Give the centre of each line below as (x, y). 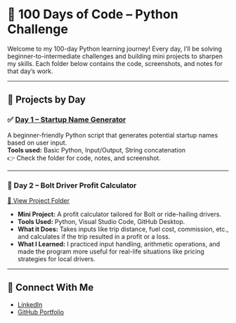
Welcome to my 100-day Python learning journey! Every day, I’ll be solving (115, 48)
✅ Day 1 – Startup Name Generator (67, 120)
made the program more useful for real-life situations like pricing (111, 251)
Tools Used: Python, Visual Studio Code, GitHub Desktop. (101, 221)
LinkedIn (30, 304)
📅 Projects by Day (47, 100)
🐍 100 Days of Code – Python (93, 14)
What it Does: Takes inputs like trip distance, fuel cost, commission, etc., (123, 229)
